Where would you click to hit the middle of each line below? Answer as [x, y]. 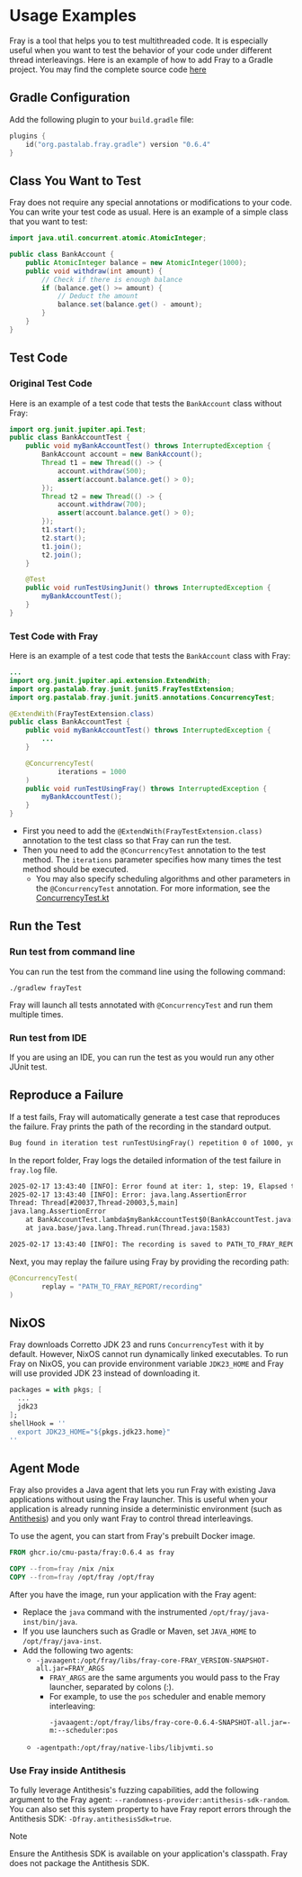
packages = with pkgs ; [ [56, 1390]
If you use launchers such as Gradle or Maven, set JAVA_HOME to [139, 1631]
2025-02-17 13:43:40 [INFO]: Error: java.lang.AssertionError [128, 1195]
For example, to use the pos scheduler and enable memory [158, 1696]
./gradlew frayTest [46, 988]
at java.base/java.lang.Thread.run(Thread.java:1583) [128, 1228]
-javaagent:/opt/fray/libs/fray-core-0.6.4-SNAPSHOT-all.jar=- [170, 1722]
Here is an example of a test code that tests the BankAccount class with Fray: [150, 656]
